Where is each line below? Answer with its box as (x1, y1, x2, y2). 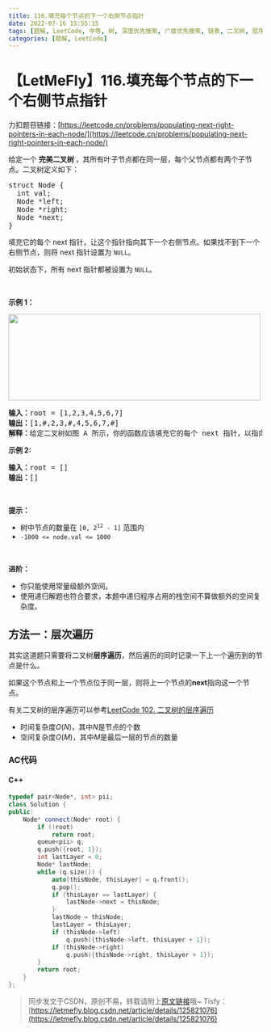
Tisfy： (202, 996, 227, 1006)
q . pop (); (51, 882, 81, 891)
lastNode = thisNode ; (51, 913, 125, 921)
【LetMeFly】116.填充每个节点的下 (8, 72, 240, 90)
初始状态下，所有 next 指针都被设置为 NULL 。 (8, 264, 157, 275)
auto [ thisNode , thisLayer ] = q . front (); (51, 875, 190, 883)
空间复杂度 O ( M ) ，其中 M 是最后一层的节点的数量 (19, 732, 179, 742)
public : (8, 807, 35, 816)
